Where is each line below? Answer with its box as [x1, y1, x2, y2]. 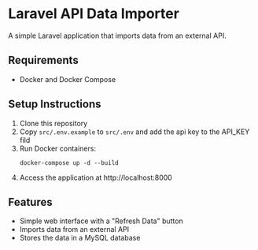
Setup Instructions [8, 98, 101, 111]
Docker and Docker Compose [19, 74, 116, 84]
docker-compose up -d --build [19, 159, 120, 166]
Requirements [8, 54, 79, 67]
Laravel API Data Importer [8, 5, 179, 23]
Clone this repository [19, 118, 88, 128]
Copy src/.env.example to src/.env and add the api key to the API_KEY [19, 127, 250, 136]
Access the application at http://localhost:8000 [19, 173, 173, 182]
